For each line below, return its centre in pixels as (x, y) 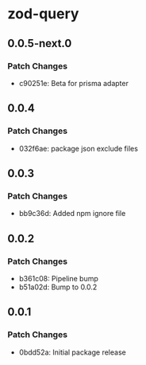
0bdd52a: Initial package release (72, 352)
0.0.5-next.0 (40, 43)
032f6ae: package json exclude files (78, 148)
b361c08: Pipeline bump (58, 278)
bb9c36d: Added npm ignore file (72, 214)
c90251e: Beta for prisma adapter (73, 83)
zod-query (43, 14)
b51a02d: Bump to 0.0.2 (58, 287)
